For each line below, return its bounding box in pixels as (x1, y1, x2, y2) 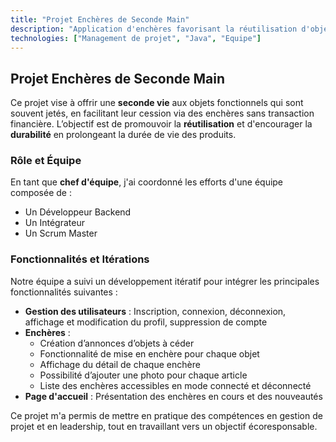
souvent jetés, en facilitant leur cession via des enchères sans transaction (10, 107, 315, 120)
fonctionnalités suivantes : (10, 286, 118, 298)
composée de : (10, 187, 72, 199)
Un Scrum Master (24, 227, 98, 240)
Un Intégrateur (24, 217, 85, 229)
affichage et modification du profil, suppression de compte (24, 316, 268, 328)
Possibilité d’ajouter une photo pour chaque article (39, 369, 248, 381)
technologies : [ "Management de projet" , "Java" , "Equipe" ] (10, 33, 262, 43)
